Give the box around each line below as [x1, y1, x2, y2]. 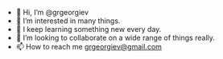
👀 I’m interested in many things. [15, 16, 121, 26]
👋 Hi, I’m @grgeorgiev [15, 8, 89, 17]
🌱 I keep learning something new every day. [15, 25, 162, 33]
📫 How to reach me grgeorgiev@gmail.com [15, 42, 163, 51]
